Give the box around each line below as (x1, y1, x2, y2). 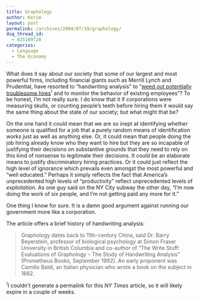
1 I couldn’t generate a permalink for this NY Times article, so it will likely (6, 282, 183, 289)
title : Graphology (6, 8, 52, 15)
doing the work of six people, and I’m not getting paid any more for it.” (6, 190, 179, 198)
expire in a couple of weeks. (6, 288, 76, 295)
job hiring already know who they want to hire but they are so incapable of (6, 139, 190, 147)
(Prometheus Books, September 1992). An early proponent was (20, 257, 178, 264)
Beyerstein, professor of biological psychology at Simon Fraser (20, 238, 177, 245)
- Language (11, 48, 39, 54)
